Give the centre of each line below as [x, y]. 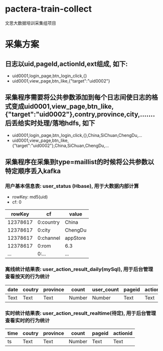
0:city [44, 230]
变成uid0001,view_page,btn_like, [63, 107]
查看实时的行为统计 [27, 320]
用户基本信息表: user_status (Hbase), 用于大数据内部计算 [72, 186]
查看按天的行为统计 [27, 277]
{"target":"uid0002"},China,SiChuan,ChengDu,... [60, 145]
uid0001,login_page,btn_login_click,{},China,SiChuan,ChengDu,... [77, 135]
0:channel [49, 238]
